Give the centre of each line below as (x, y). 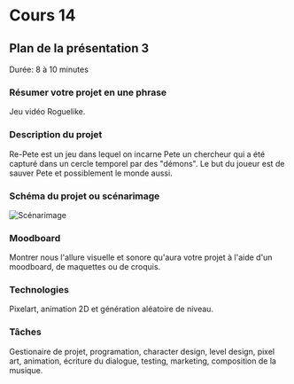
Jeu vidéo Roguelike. (47, 112)
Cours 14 (43, 16)
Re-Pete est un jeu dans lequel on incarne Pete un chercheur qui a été (137, 154)
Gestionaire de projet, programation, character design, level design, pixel (142, 351)
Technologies (39, 290)
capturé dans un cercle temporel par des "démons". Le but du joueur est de (147, 163)
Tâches (25, 332)
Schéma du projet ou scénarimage (85, 196)
